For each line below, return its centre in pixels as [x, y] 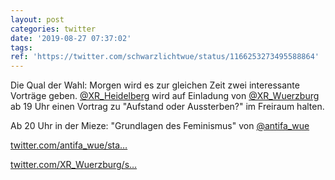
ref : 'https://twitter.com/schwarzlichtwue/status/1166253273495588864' [165, 57]
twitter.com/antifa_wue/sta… [69, 145]
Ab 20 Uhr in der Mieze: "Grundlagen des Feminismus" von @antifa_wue [160, 126]
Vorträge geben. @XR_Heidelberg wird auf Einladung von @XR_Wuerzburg [165, 96]
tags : [21, 47]
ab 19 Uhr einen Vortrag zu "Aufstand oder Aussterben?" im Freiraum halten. [167, 107]
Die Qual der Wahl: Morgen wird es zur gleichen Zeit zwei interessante [155, 85]
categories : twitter [53, 29]
